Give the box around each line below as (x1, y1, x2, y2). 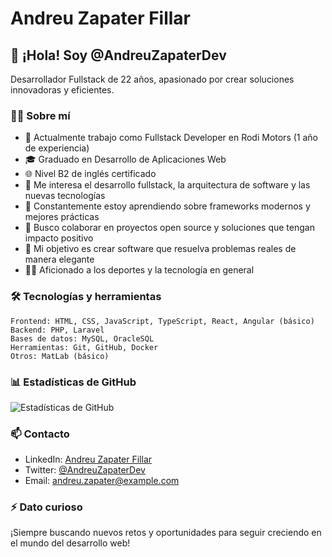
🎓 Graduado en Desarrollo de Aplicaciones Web (24, 153, 227, 166)
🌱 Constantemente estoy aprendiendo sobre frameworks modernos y (24, 200, 311, 212)
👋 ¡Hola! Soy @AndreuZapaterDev (10, 47, 227, 64)
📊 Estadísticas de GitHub (10, 375, 137, 389)
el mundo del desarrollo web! (10, 537, 131, 549)
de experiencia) (24, 142, 90, 154)
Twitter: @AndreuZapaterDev (24, 464, 146, 476)
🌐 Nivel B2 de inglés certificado (24, 168, 157, 180)
